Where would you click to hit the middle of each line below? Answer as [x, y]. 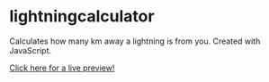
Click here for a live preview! [62, 68]
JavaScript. [31, 50]
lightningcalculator [82, 16]
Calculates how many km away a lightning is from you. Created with [135, 41]
